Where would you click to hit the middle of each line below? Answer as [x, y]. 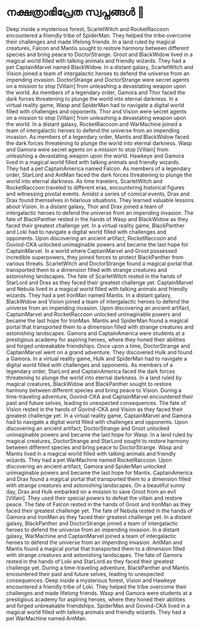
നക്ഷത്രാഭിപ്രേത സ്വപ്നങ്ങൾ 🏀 [75, 12]
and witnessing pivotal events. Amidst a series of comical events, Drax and [98, 194]
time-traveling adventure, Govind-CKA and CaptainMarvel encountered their [100, 397]
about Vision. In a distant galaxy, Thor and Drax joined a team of [85, 206]
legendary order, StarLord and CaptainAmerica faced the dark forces [91, 371]
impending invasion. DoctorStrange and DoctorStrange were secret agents [98, 79]
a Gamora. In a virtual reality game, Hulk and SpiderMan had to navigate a [97, 358]
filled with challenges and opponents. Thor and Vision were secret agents [96, 111]
